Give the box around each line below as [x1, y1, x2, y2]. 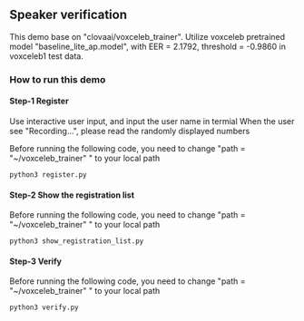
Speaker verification [9, 7, 128, 23]
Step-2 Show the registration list [9, 190, 134, 200]
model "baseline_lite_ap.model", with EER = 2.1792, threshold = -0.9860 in [9, 41, 286, 52]
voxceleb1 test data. [9, 50, 83, 62]
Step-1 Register [9, 95, 70, 107]
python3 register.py [9, 170, 88, 180]
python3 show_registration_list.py [9, 237, 144, 246]
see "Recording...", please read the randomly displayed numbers [9, 125, 250, 136]
